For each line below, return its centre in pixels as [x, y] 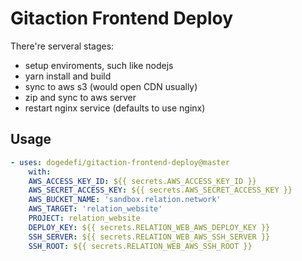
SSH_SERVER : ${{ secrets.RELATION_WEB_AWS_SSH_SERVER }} [149, 237]
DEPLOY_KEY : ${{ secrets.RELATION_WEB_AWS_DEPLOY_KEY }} [149, 227]
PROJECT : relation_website [84, 218]
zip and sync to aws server [80, 97]
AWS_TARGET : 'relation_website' [95, 209]
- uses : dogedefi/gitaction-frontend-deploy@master [120, 162]
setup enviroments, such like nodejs [99, 65]
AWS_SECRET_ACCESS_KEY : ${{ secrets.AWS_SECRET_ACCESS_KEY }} [160, 190]
